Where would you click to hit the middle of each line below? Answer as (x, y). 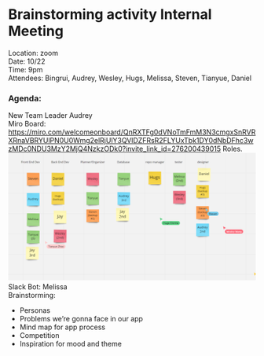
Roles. (233, 149)
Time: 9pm (26, 69)
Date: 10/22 (27, 61)
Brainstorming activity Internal (110, 15)
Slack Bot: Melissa (38, 286)
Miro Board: (27, 124)
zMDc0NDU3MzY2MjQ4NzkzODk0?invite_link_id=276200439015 (115, 149)
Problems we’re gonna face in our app (81, 318)
